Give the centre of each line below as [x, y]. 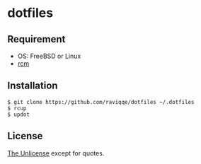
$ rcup [17, 108]
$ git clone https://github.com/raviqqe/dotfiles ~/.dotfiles [101, 102]
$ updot [19, 115]
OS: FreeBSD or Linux [49, 56]
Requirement [36, 39]
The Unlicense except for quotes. [56, 153]
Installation [33, 86]
